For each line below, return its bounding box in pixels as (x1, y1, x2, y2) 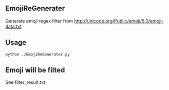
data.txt (5, 23, 22, 29)
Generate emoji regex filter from (5, 17, 73, 24)
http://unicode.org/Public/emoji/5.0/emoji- (74, 17, 164, 24)
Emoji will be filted (5, 66, 65, 75)
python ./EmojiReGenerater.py (5, 51, 70, 57)
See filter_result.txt (5, 79, 46, 85)
